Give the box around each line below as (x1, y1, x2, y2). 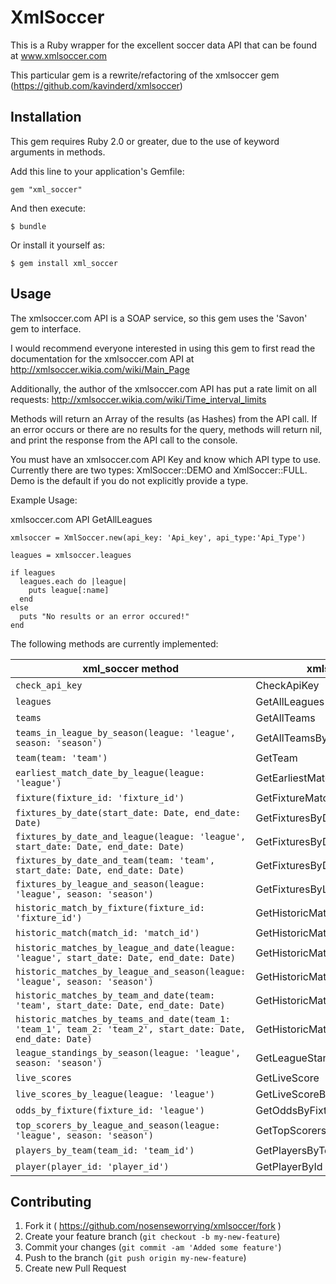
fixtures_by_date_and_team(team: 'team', (15, 854, 216, 866)
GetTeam (255, 751, 298, 765)
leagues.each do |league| (19, 576, 128, 586)
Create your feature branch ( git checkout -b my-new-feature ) (24, 1231, 281, 1243)
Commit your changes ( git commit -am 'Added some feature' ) (24, 1241, 282, 1253)
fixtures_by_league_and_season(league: (15, 878, 205, 890)
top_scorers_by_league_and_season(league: (15, 1119, 221, 1131)
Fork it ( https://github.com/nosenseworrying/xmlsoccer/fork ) (24, 1220, 282, 1232)
